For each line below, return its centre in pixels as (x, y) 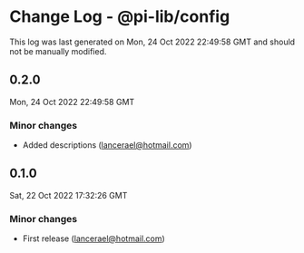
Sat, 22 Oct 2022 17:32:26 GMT (69, 195)
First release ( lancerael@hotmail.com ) (93, 238)
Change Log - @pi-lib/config (120, 17)
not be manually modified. (58, 51)
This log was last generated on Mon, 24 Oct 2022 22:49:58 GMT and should (152, 42)
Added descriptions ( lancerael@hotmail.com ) (107, 145)
